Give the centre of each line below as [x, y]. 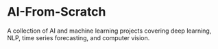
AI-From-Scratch [57, 12]
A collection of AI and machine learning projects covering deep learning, [109, 31]
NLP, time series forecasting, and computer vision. [78, 37]
